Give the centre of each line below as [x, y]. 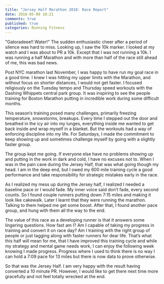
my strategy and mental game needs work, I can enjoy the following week [80, 246]
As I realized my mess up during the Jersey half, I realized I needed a [75, 184]
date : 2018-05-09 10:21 [29, 14]
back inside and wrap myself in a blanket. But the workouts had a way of [79, 129]
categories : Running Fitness [35, 28]
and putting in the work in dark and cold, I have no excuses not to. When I [80, 159]
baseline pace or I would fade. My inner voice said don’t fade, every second [82, 190]
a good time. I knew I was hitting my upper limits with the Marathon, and [78, 78]
